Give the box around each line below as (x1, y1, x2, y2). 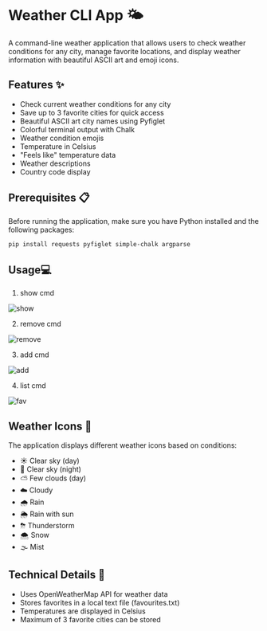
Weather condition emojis (19, 133, 104, 143)
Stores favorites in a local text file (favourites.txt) (19, 598, 180, 607)
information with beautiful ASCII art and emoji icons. (8, 55, 179, 65)
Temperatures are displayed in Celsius (19, 606, 146, 616)
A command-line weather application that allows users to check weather (8, 37, 246, 48)
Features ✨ (8, 78, 65, 92)
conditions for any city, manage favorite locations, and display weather (8, 46, 241, 56)
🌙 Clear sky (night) (19, 464, 82, 474)
